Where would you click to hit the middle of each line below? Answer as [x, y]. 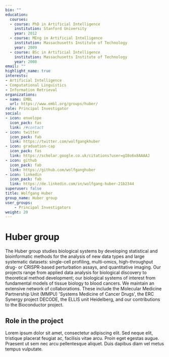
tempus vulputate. [24, 349]
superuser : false [23, 189]
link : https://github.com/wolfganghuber [53, 170]
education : [17, 15]
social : [13, 114]
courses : [19, 19]
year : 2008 [26, 62]
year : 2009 [26, 48]
